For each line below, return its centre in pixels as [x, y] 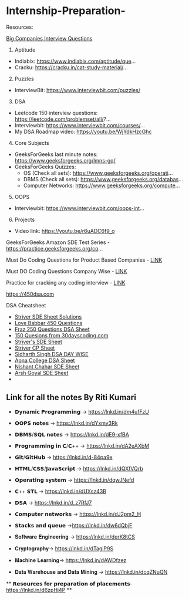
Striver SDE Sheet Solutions [48, 317]
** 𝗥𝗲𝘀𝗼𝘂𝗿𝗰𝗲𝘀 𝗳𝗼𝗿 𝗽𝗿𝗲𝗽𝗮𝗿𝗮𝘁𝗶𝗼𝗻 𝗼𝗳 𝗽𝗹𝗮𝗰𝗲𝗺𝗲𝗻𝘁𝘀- [70, 583]
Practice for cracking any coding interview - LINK [66, 282]
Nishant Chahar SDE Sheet [47, 366]
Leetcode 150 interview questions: [56, 113]
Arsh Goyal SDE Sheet [41, 373]
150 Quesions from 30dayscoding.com [61, 335]
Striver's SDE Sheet [38, 341]
